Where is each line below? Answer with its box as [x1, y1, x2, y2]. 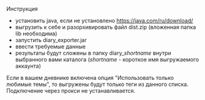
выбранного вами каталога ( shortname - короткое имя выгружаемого [15, 56, 199, 63]
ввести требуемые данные [15, 43, 86, 50]
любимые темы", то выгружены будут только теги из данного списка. [6, 80, 188, 88]
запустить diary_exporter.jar [15, 37, 87, 43]
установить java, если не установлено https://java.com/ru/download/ [15, 17, 193, 24]
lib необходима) [15, 30, 58, 37]
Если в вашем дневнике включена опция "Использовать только [6, 74, 174, 81]
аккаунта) [15, 62, 42, 70]
